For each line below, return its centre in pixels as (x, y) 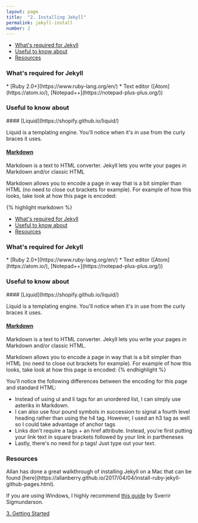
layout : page (22, 12)
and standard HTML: (31, 387)
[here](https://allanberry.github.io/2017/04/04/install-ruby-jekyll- (101, 478)
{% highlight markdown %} (39, 207)
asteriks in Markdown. (42, 405)
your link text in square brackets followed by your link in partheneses (99, 437)
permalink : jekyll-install (40, 23)
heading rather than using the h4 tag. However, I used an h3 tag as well (102, 418)
